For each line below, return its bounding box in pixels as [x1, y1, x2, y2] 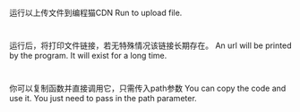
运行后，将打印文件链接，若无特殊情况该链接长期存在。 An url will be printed [9, 40, 292, 51]
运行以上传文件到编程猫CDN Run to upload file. [9, 7, 183, 19]
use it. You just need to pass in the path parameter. [9, 92, 197, 103]
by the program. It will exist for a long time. [9, 51, 167, 61]
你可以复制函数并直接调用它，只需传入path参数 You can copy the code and [9, 83, 287, 93]
